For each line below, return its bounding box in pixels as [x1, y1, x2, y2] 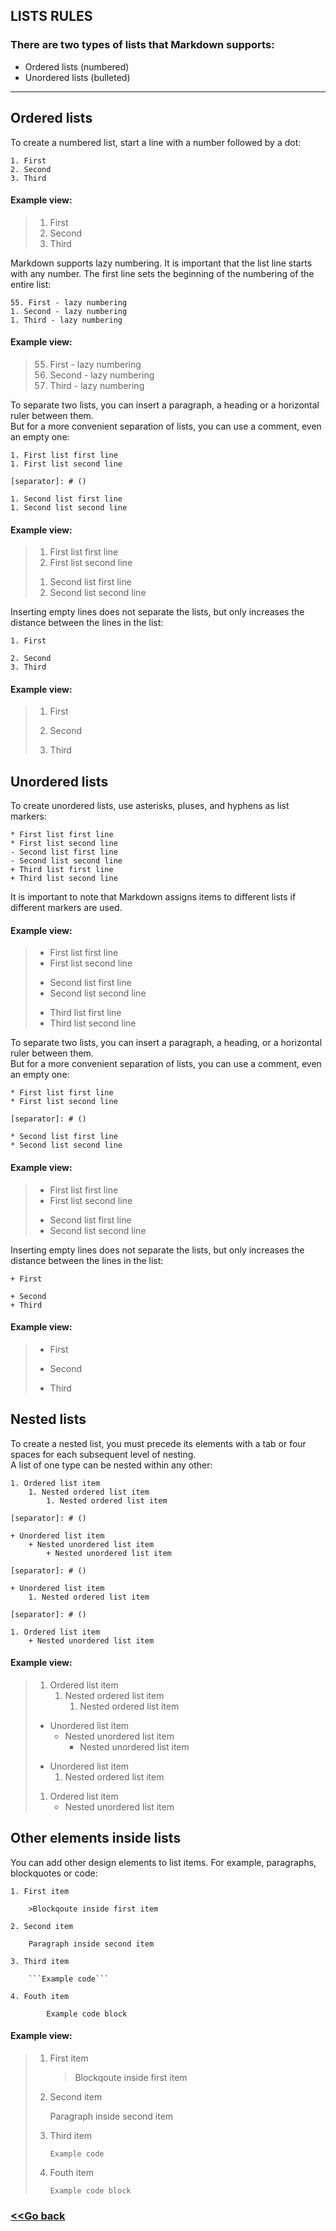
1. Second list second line [10, 502, 128, 513]
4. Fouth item [10, 1991, 70, 2001]
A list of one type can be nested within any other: [10, 1459, 213, 1471]
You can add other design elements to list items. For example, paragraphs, [10, 1856, 317, 1868]
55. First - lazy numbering [10, 297, 128, 308]
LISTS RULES [10, 8, 93, 25]
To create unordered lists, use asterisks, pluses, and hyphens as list [10, 800, 290, 812]
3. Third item [10, 1956, 70, 1966]
